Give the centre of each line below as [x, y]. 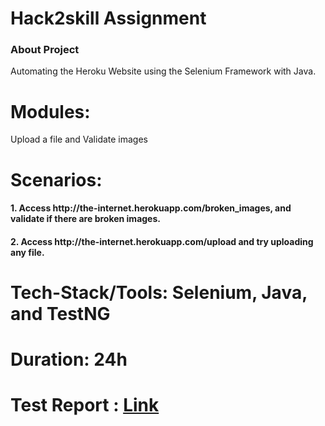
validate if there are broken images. [85, 219]
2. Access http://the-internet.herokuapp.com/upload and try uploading [162, 241]
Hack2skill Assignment [108, 18]
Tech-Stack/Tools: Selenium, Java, [159, 292]
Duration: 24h [69, 359]
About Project [45, 50]
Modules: [50, 111]
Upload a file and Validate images [79, 139]
